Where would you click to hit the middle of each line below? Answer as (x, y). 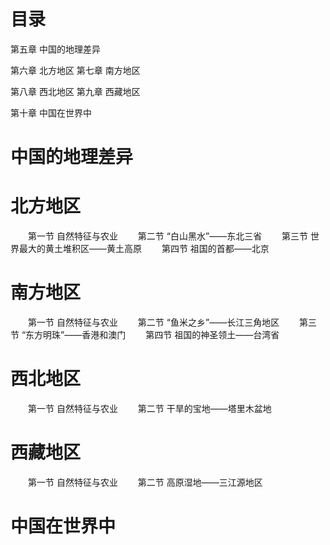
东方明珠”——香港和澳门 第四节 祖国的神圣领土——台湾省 (152, 334)
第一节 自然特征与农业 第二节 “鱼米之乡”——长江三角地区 (153, 322)
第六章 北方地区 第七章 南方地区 (75, 70)
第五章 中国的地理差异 (55, 49)
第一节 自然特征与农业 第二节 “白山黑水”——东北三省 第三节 (168, 236)
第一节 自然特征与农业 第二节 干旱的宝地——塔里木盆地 (149, 408)
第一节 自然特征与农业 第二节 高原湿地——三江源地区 (145, 482)
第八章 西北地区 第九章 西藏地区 (75, 91)
